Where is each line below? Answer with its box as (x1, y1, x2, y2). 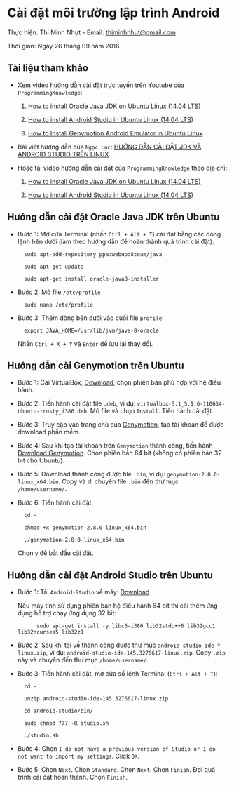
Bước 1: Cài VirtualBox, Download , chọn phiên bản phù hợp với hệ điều (17, 378, 221, 387)
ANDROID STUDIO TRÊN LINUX (17, 149, 109, 159)
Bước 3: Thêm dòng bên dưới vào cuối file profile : (17, 314, 165, 322)
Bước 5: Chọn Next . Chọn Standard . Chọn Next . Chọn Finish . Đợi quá (17, 766, 216, 774)
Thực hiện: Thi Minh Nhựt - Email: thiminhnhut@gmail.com (7, 28, 177, 36)
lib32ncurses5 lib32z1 (17, 629, 84, 636)
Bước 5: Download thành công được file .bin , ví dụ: (17, 470, 166, 479)
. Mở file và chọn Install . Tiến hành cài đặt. (86, 407, 214, 415)
